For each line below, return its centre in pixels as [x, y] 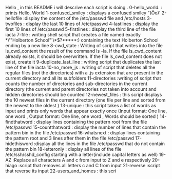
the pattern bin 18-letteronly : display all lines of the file [63, 149]
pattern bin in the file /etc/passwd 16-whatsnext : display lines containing [83, 133]
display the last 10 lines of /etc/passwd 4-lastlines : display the [92, 24]
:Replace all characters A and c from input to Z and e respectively [82, 160]
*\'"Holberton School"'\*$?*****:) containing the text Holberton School [82, 40]
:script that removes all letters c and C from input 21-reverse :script [89, 165]
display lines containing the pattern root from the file [92, 122]
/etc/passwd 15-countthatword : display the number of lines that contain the [85, 127]
